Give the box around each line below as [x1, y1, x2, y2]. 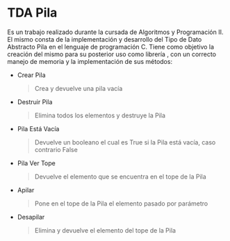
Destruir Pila [17, 97, 53, 106]
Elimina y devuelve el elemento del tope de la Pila [34, 226, 176, 234]
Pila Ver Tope [17, 158, 56, 167]
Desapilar [17, 213, 45, 221]
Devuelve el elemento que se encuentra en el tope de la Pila [34, 172, 206, 181]
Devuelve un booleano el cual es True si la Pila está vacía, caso [34, 138, 216, 147]
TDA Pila [7, 5, 58, 21]
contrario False [34, 145, 78, 153]
